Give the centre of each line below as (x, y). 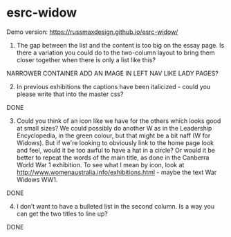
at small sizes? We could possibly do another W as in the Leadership (114, 128)
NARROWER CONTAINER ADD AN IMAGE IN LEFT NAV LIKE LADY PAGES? (112, 73)
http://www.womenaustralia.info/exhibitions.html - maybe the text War (117, 172)
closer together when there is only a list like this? (86, 59)
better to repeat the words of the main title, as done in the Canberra (113, 158)
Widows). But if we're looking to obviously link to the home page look (115, 142)
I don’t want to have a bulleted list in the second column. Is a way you (115, 206)
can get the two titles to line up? (62, 214)
